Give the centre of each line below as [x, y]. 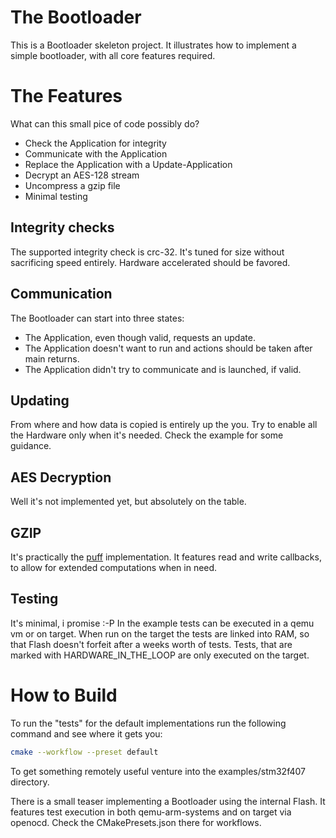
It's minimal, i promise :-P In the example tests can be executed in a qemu [162, 623]
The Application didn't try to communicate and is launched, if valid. [163, 369]
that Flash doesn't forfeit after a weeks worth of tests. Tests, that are [151, 644]
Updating [40, 400]
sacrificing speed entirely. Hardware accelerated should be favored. [150, 262]
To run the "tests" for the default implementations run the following [148, 723]
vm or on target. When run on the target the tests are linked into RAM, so [160, 633]
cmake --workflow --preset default [84, 752]
